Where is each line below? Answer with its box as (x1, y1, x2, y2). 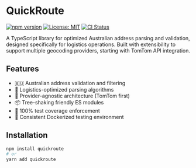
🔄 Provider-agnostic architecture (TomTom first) (14, 92, 130, 99)
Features (6, 64, 39, 74)
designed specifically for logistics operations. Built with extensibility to (6, 41, 176, 48)
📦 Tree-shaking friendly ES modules (14, 99, 104, 106)
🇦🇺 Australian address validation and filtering (14, 79, 126, 86)
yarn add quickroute (6, 156, 57, 163)
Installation (6, 130, 48, 141)
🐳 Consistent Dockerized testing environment (14, 113, 124, 120)
